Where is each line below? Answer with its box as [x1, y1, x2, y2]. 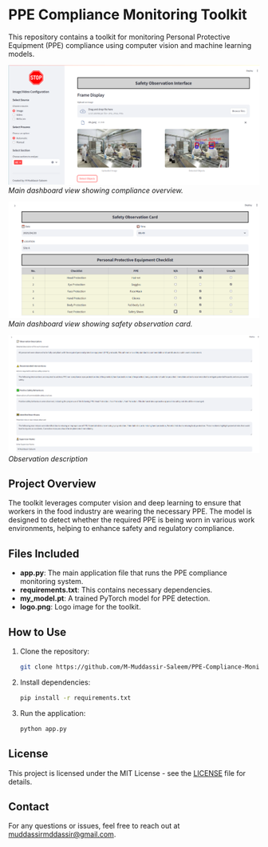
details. [8, 777, 33, 786]
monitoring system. [19, 577, 84, 586]
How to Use [8, 625, 67, 639]
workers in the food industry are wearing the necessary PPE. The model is [8, 506, 253, 517]
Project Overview [8, 477, 97, 491]
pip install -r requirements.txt [19, 693, 132, 701]
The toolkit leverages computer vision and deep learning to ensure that [8, 498, 242, 508]
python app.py [19, 725, 67, 733]
